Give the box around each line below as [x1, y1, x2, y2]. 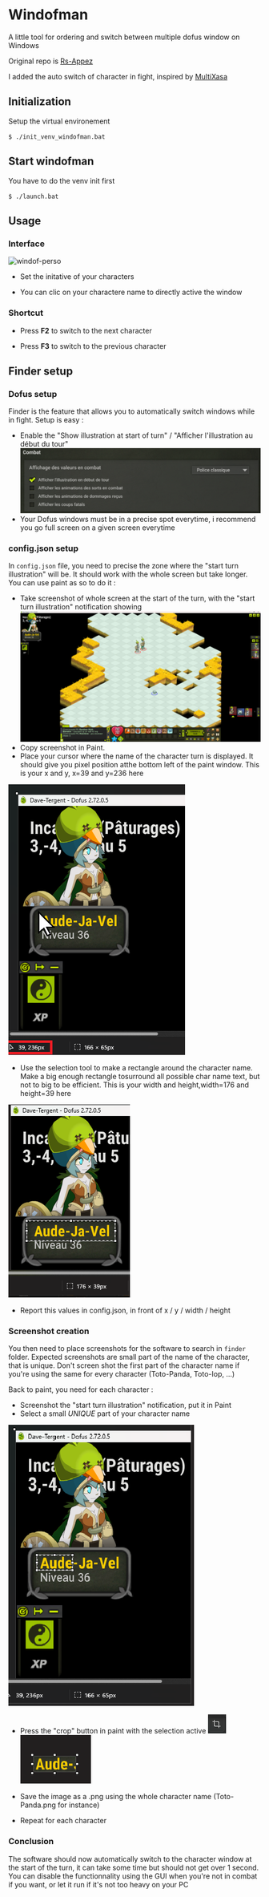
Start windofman [8, 155, 94, 168]
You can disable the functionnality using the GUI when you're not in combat [8, 1871, 258, 1881]
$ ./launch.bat [8, 192, 59, 200]
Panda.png [19, 1800, 56, 1810]
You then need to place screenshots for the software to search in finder [8, 1344, 247, 1353]
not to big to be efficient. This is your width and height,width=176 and [19, 1080, 250, 1090]
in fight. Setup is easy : [8, 415, 84, 425]
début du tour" [19, 439, 69, 449]
